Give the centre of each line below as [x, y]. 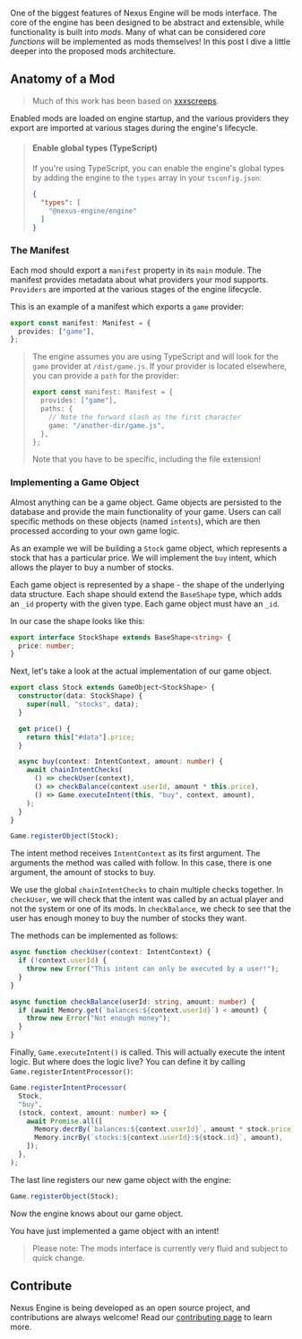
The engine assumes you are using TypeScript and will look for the [155, 357]
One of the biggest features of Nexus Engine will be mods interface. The [144, 13]
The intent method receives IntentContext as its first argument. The [135, 853]
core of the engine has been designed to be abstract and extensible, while [147, 22]
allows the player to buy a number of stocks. [92, 567]
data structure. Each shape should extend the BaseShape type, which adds [147, 594]
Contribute [41, 1286]
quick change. [58, 1257]
